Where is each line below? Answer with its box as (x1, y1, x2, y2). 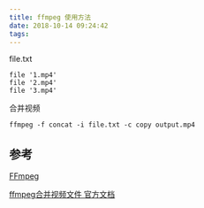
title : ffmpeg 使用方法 (9, 12, 91, 22)
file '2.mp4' (9, 79, 57, 88)
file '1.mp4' (9, 71, 57, 80)
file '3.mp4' (9, 86, 57, 96)
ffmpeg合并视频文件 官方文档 (9, 189, 116, 200)
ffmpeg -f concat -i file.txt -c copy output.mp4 (9, 120, 196, 129)
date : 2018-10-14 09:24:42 (9, 21, 109, 30)
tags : (9, 29, 29, 38)
